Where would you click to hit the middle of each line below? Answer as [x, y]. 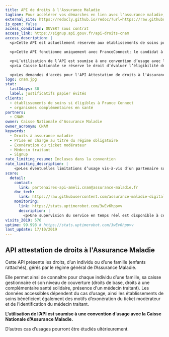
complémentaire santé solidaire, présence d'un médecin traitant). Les [77, 288]
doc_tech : [25, 192]
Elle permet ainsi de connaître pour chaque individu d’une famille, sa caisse [83, 277]
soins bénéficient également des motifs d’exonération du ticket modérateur [83, 299]
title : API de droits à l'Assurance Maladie [53, 10]
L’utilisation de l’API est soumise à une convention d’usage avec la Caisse [83, 314]
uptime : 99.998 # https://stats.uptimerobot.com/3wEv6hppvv [70, 225]
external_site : [21, 19]
